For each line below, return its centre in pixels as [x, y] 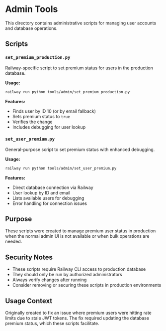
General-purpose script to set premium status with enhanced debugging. [80, 149]
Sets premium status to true [41, 116]
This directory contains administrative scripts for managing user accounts [81, 23]
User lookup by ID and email [41, 192]
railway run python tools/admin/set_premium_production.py [68, 92]
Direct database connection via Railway [53, 187]
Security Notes [29, 257]
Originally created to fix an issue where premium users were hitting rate [78, 313]
